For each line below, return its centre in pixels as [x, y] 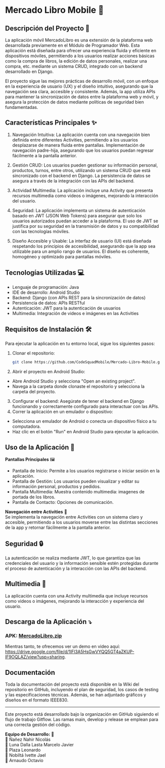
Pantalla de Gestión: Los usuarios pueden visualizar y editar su [76, 481]
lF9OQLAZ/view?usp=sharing [35, 657]
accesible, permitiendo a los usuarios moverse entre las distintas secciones [82, 523]
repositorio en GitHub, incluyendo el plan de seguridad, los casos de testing [82, 690]
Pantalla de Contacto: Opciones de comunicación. [63, 502]
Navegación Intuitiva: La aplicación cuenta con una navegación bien [81, 135]
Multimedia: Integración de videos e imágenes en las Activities [75, 313]
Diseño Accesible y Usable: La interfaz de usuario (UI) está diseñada [82, 241]
